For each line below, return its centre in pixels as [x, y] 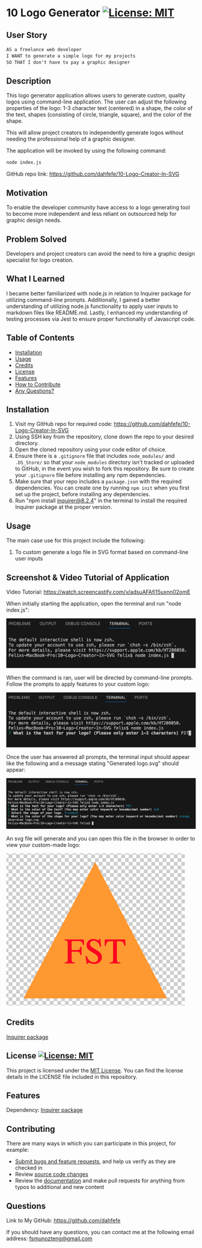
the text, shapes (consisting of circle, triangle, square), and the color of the [99, 115]
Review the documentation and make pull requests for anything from [100, 1181]
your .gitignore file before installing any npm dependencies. [90, 475]
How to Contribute [38, 384]
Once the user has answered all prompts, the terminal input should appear [98, 757]
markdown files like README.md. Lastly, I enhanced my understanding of [97, 312]
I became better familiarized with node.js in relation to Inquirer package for [99, 293]
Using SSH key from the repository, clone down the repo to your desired [104, 437]
